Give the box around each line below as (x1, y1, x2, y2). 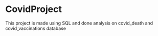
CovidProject (5, 3, 62, 15)
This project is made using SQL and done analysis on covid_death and (5, 20, 153, 26)
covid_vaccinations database (5, 25, 66, 31)
